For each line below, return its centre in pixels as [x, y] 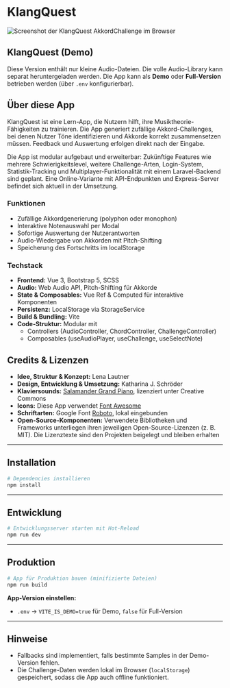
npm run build [27, 585]
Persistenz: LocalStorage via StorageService [81, 310]
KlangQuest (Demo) [50, 52]
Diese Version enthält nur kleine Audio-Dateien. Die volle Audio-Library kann [115, 69]
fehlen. [50, 663]
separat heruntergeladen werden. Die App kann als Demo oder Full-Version [114, 76]
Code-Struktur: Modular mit [57, 324]
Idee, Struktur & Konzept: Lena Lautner [73, 376]
